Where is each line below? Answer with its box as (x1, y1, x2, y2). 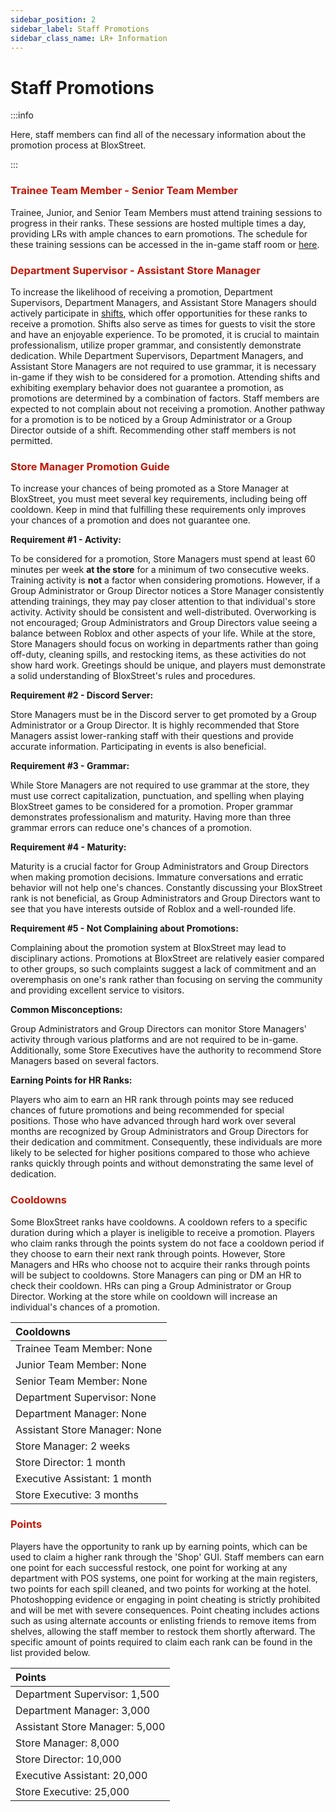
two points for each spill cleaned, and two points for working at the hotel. (10, 1582, 312, 1595)
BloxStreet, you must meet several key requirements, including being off (10, 493, 308, 505)
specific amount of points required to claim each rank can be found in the (10, 1636, 313, 1648)
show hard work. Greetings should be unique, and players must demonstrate (10, 659, 326, 671)
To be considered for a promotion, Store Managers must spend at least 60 (10, 553, 316, 565)
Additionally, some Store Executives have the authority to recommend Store (10, 1044, 322, 1056)
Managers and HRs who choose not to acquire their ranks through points (10, 1258, 311, 1270)
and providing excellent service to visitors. (10, 984, 185, 996)
